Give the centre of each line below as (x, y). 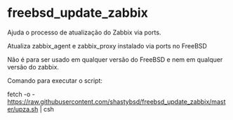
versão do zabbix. (33, 67)
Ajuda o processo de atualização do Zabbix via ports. (84, 32)
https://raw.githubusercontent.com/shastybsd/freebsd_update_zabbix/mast (116, 101)
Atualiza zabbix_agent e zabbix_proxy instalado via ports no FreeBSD (107, 46)
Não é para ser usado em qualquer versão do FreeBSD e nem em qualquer (115, 59)
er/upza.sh (23, 109)
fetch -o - (21, 94)
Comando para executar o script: (55, 80)
